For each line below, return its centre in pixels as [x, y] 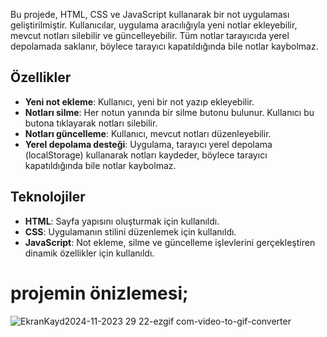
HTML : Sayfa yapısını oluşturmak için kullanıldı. [122, 221]
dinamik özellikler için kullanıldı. [89, 253]
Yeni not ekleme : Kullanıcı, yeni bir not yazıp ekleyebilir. [139, 101]
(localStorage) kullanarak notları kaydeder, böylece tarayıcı [146, 155]
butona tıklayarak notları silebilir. [91, 123]
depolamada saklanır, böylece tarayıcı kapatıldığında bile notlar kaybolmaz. [164, 46]
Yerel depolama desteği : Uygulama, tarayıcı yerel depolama [148, 144]
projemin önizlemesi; [99, 293]
